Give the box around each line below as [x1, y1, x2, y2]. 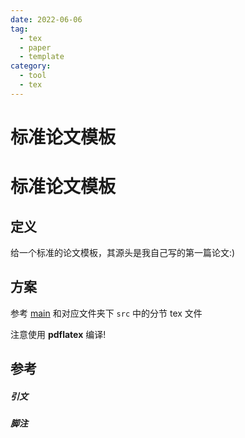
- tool [19, 71, 47, 81]
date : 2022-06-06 [10, 14, 83, 25]
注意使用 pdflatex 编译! [10, 328, 107, 340]
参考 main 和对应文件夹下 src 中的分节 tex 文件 [10, 307, 203, 319]
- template [19, 52, 65, 62]
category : [10, 61, 52, 71]
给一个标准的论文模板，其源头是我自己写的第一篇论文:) [10, 246, 236, 258]
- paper [19, 42, 52, 53]
